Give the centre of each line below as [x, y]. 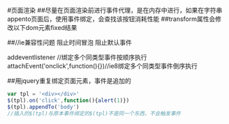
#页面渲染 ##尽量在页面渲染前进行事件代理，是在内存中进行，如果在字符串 [115, 10]
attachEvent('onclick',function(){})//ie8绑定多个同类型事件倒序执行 [102, 66]
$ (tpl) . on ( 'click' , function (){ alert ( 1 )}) [68, 100]
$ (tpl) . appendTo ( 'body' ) [43, 107]
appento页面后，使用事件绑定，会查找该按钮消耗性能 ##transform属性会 [111, 19]
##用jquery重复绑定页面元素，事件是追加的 [69, 81]
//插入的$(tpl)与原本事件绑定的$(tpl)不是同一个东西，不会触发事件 [94, 114]
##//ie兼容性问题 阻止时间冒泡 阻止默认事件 [70, 42]
